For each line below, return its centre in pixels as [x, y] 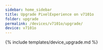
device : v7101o [21, 28]
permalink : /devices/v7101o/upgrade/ [44, 24]
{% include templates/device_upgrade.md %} [51, 42]
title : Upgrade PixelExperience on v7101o [50, 14]
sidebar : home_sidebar [28, 10]
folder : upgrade [22, 19]
